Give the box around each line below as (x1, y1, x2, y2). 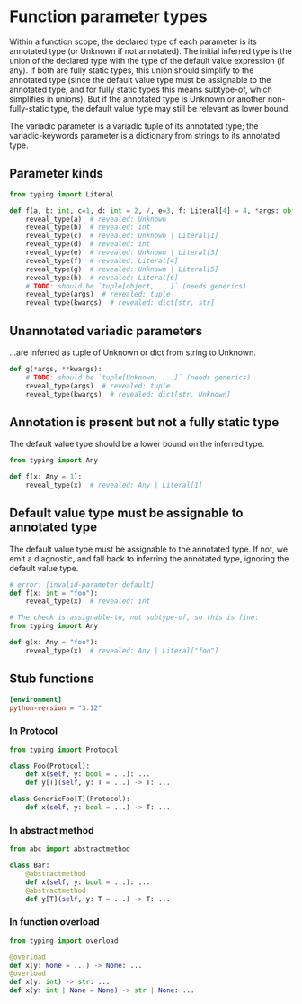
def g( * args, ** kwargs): (9, 364, 102, 373)
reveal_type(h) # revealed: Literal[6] (25, 273, 179, 282)
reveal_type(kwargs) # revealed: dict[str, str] (25, 298, 216, 307)
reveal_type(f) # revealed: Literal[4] (25, 256, 179, 265)
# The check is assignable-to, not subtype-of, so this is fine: (9, 613, 259, 623)
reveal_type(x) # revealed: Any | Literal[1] (25, 480, 203, 489)
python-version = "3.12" (9, 703, 102, 713)
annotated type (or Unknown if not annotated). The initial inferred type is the (9, 45, 292, 56)
